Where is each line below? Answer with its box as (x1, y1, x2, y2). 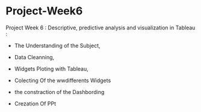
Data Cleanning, (14, 53, 55, 60)
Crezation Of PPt (14, 100, 57, 107)
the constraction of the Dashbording (14, 88, 105, 95)
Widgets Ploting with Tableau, (14, 65, 88, 72)
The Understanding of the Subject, (14, 42, 100, 49)
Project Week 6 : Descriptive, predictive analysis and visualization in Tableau (5, 24, 196, 31)
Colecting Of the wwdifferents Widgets (14, 77, 111, 84)
